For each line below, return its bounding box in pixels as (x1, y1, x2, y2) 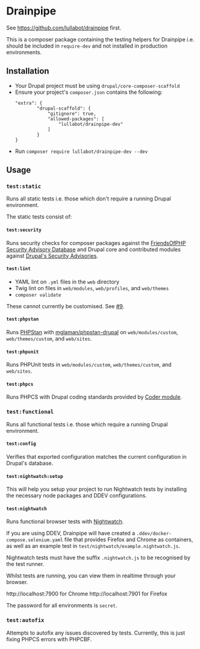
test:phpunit (6, 349, 39, 355)
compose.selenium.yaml (6, 537, 63, 543)
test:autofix (6, 617, 45, 624)
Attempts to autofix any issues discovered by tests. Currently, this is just (6, 629, 186, 636)
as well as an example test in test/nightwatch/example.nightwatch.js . (6, 542, 181, 550)
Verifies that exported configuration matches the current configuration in (6, 453, 187, 460)
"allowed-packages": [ (47, 116, 105, 122)
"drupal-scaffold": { (37, 105, 92, 111)
